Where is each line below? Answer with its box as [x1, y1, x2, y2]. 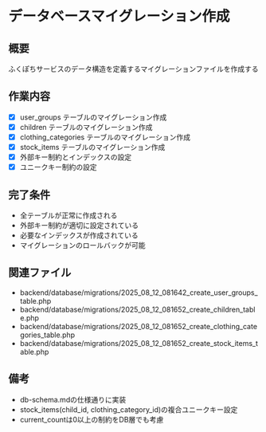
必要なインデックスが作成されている [19, 230, 139, 240]
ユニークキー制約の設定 [19, 163, 97, 172]
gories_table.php [19, 330, 76, 340]
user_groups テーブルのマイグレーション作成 [19, 112, 167, 122]
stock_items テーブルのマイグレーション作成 [19, 143, 166, 151]
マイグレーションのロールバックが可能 [19, 241, 146, 249]
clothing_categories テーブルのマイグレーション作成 [19, 132, 191, 142]
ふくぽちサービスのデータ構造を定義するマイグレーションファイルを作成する [8, 65, 259, 73]
